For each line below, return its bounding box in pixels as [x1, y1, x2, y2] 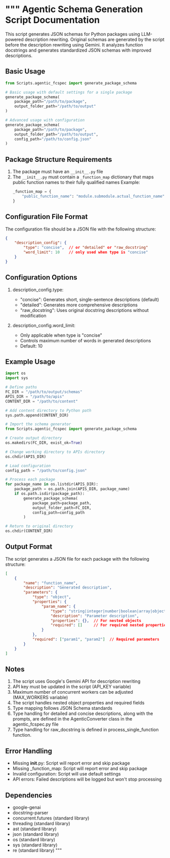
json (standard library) [12, 831, 59, 837]
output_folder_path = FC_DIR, [32, 505, 92, 510]
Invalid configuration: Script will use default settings [12, 771, 121, 777]
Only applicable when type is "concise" [20, 332, 103, 338]
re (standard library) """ [12, 847, 62, 853]
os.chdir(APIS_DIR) [5, 454, 47, 459]
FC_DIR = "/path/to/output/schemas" [5, 389, 82, 394]
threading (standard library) [12, 821, 70, 826]
